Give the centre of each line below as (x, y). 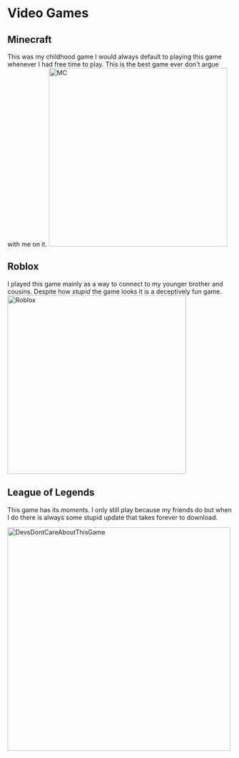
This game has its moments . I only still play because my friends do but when (119, 509)
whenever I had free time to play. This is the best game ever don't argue (113, 64)
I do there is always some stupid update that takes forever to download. (113, 517)
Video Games (48, 13)
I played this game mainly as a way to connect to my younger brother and (115, 284)
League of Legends (51, 493)
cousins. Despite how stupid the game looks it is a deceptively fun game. (115, 291)
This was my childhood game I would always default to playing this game (115, 56)
